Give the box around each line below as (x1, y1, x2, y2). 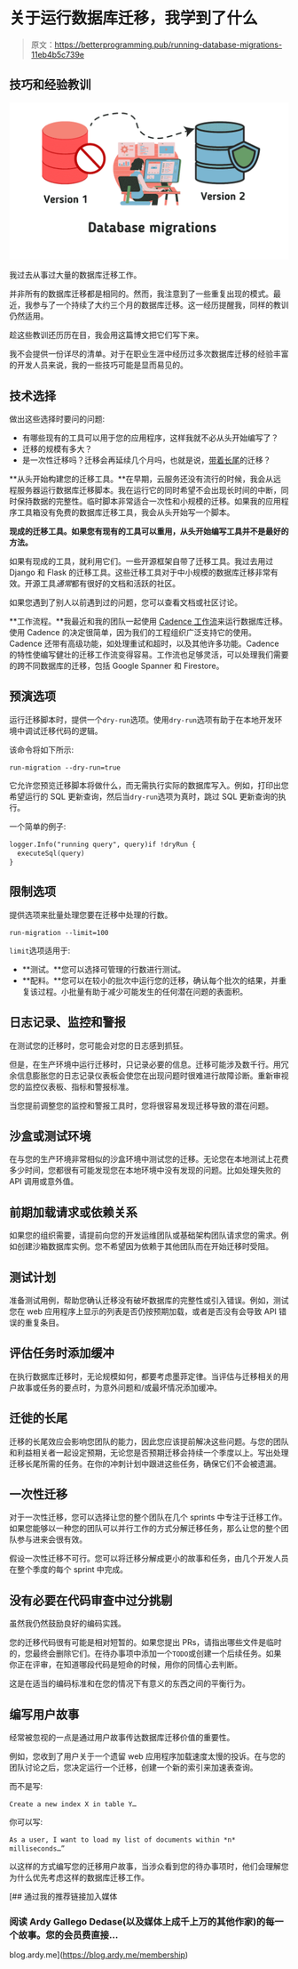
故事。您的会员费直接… (18, 1928, 119, 1941)
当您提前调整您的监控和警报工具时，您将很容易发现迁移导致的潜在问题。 (9, 1100, 273, 1110)
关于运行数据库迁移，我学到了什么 (9, 8, 259, 28)
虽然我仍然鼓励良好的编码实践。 (9, 1618, 126, 1629)
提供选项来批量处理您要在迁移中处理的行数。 (9, 909, 173, 920)
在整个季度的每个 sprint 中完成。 (9, 1564, 129, 1575)
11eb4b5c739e (30, 49, 85, 60)
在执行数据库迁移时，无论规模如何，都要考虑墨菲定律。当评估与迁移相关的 (9, 1371, 281, 1382)
